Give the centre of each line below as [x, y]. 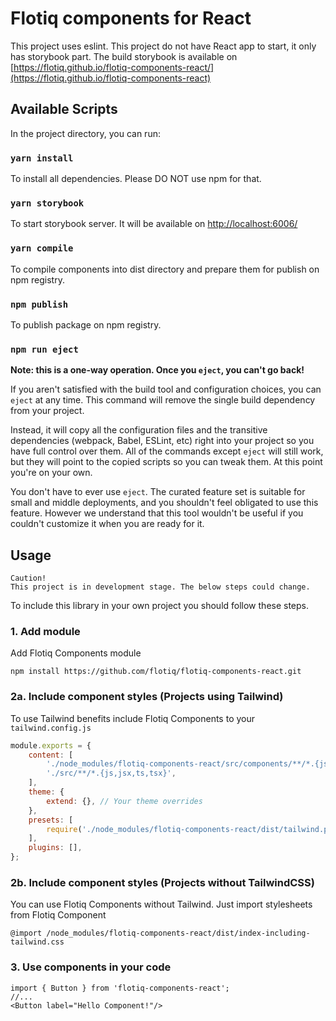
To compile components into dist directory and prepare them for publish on [165, 269]
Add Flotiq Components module [76, 653]
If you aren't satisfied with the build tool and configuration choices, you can [166, 389]
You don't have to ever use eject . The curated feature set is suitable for [158, 492]
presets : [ [51, 820]
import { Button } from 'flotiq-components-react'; [120, 988]
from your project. [47, 411]
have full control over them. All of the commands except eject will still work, [167, 451]
